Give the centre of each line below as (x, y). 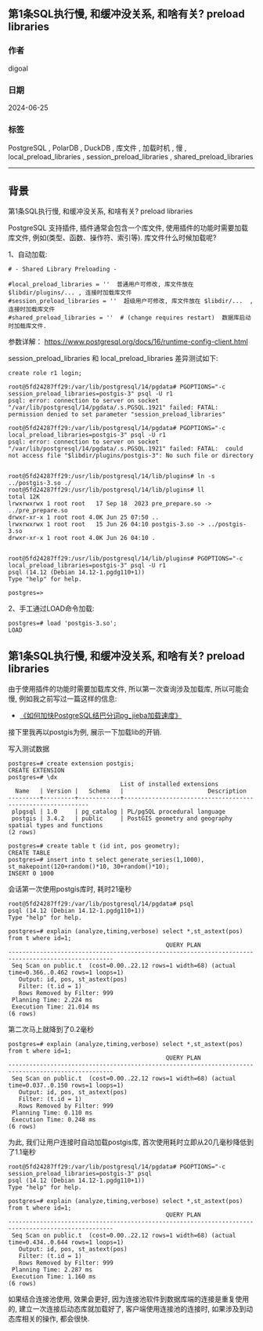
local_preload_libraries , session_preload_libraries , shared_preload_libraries (131, 157)
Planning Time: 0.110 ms (52, 1113)
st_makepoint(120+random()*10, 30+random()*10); (89, 866)
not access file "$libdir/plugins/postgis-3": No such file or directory (131, 456)
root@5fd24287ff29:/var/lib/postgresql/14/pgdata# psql (101, 904)
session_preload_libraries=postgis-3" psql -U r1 (91, 394)
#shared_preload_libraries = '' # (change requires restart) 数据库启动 (130, 318)
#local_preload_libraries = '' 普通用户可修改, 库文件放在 (101, 285)
